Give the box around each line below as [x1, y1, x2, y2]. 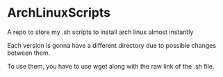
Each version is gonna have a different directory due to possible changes [7, 41, 217, 49]
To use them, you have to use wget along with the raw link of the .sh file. [7, 62, 215, 70]
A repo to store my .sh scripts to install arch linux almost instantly [7, 28, 194, 36]
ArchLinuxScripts [7, 5, 111, 21]
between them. [7, 49, 51, 57]
